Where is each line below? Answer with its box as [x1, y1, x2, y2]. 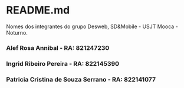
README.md [6, 4, 70, 17]
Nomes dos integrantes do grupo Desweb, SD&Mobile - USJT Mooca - [6, 23, 178, 30]
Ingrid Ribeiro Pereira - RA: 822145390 [6, 59, 120, 67]
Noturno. [6, 29, 28, 36]
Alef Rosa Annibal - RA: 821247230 [6, 43, 110, 52]
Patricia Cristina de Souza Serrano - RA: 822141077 [6, 75, 156, 83]
